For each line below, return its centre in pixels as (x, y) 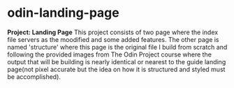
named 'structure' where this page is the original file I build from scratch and (117, 47)
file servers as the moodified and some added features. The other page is (113, 39)
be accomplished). (34, 76)
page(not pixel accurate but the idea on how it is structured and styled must (116, 69)
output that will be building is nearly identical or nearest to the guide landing (117, 61)
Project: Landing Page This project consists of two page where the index (113, 32)
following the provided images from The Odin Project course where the (109, 54)
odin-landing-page (64, 13)
